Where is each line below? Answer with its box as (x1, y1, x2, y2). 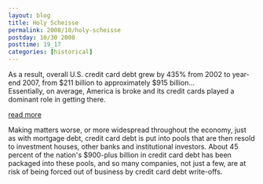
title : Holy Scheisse (8, 19, 79, 27)
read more (8, 110, 42, 119)
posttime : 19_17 (8, 41, 61, 49)
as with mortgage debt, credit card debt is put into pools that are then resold (8, 134, 255, 142)
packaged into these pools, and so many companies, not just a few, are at (8, 159, 247, 167)
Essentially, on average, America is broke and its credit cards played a (8, 86, 235, 95)
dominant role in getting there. (8, 95, 106, 104)
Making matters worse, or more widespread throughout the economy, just (8, 125, 247, 134)
